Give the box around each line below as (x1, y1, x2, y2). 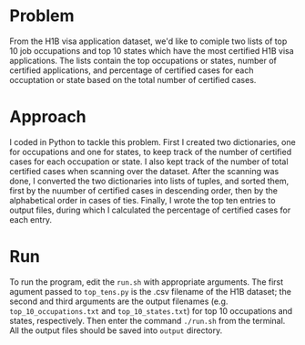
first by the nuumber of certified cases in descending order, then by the (9, 184, 278, 196)
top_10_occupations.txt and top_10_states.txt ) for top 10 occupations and (9, 305, 293, 316)
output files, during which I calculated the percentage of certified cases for (9, 204, 291, 215)
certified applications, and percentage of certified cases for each (9, 65, 254, 76)
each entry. (9, 214, 53, 225)
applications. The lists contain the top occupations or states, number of (9, 55, 278, 66)
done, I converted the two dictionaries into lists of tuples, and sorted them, (9, 175, 290, 186)
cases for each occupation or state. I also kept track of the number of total (9, 156, 289, 167)
